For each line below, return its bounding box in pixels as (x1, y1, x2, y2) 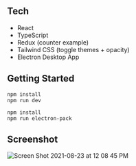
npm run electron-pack (7, 115, 72, 122)
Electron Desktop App (16, 53, 80, 61)
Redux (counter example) (16, 38, 89, 47)
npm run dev (7, 97, 41, 104)
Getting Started (7, 73, 75, 84)
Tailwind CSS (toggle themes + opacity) (16, 45, 130, 54)
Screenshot (7, 134, 58, 145)
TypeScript (16, 31, 49, 39)
